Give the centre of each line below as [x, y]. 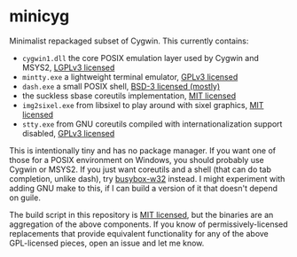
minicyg [39, 16]
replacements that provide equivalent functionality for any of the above [139, 233]
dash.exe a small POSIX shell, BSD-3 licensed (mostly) [121, 86]
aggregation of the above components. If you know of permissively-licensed [148, 224]
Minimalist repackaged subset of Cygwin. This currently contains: [129, 41]
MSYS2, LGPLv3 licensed [68, 67]
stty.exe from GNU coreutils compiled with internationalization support [152, 124]
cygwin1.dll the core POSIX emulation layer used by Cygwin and [141, 58]
